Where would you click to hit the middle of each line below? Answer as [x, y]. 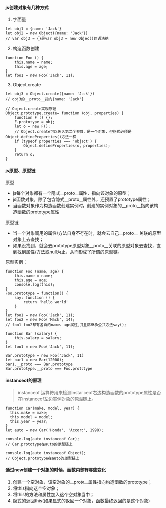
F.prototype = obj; [35, 122]
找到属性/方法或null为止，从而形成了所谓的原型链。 [70, 252]
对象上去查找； [28, 239]
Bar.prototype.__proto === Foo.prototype [49, 369]
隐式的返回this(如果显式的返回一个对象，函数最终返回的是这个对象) [81, 500]
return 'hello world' [46, 302]
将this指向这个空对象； [36, 488]
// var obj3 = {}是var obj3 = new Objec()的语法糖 [57, 39]
